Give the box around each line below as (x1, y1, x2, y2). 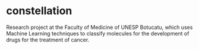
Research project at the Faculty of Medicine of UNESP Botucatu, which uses (6, 24, 193, 31)
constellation (6, 4, 72, 18)
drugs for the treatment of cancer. (6, 36, 90, 43)
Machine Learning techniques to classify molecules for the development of (6, 30, 189, 37)
